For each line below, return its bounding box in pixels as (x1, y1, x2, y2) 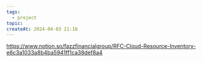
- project (12, 15, 37, 21)
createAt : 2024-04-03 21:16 (6, 26, 78, 32)
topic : (6, 20, 23, 26)
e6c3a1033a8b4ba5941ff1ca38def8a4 (6, 49, 103, 57)
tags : (6, 9, 20, 15)
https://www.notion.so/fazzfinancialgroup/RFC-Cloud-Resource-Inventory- (6, 43, 196, 50)
